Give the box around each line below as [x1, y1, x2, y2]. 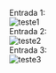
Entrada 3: [9, 45, 47, 55]
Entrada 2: [9, 26, 47, 36]
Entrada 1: [9, 8, 46, 18]
